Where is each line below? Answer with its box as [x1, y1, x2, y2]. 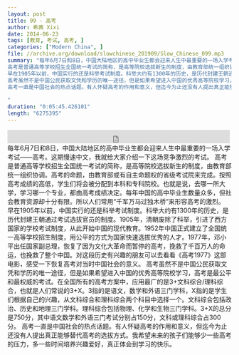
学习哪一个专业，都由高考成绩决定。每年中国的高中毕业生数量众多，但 [19, 188, 225, 197]
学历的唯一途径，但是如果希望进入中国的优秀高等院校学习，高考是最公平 [19, 268, 232, 277]
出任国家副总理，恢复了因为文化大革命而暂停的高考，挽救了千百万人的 [13, 242, 219, 250]
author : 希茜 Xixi [7, 24, 60, 31]
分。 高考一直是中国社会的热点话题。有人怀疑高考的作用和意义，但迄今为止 [7, 321, 228, 330]
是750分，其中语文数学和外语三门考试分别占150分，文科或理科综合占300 [7, 313, 222, 321]
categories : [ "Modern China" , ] [7, 43, 103, 51]
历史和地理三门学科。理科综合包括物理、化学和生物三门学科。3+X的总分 [19, 304, 232, 312]
